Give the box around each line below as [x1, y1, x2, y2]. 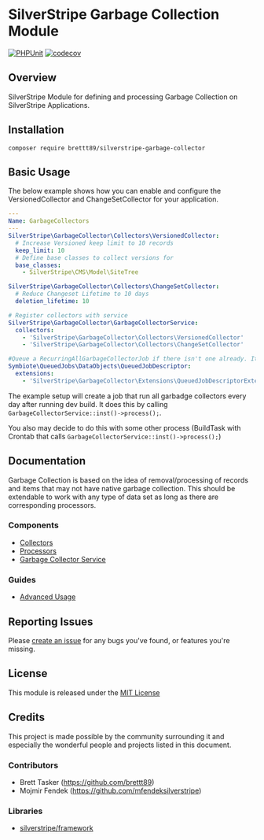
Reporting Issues [8, 615, 93, 628]
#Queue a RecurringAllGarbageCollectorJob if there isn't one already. [8, 355, 247, 363]
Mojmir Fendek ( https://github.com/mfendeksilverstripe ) [19, 786, 202, 795]
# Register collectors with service [8, 311, 128, 320]
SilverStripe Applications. [8, 100, 90, 109]
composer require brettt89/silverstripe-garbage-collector [8, 144, 206, 152]
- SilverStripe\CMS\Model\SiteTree [22, 268, 139, 276]
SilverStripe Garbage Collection [8, 6, 220, 24]
